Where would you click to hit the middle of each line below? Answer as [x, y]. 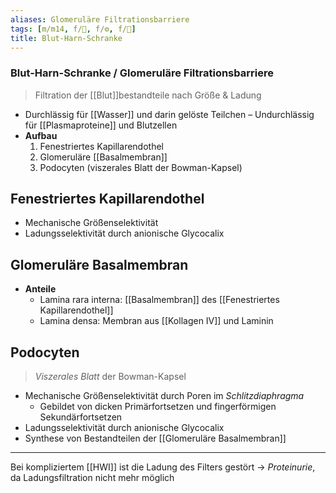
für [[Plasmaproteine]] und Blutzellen [101, 125]
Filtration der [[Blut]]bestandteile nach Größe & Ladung [148, 95]
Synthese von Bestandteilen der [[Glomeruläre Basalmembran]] [155, 438]
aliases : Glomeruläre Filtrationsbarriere [100, 19]
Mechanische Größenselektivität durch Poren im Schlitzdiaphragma [164, 396]
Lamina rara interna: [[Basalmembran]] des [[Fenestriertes [159, 300]
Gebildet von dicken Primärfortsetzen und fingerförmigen [158, 407]
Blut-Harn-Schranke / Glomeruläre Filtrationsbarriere [142, 73]
